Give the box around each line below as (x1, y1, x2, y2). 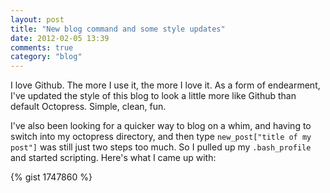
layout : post (10, 14, 65, 25)
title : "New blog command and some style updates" (10, 24, 226, 34)
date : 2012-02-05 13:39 (10, 33, 110, 43)
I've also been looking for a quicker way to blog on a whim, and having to (10, 120, 312, 132)
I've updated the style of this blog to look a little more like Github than (10, 90, 297, 102)
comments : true (10, 42, 74, 53)
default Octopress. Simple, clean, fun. (10, 101, 167, 113)
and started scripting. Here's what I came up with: (10, 152, 217, 164)
